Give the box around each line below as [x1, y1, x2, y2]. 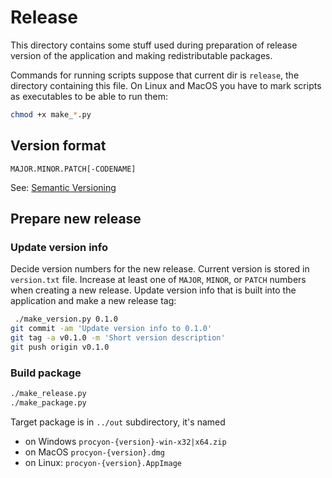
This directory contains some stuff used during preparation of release [10, 39, 298, 51]
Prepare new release [10, 211, 142, 228]
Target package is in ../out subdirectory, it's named [10, 416, 226, 428]
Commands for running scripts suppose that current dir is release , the [10, 69, 300, 81]
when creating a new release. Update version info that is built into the [10, 284, 297, 296]
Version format [10, 137, 107, 155]
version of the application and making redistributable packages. [10, 49, 273, 61]
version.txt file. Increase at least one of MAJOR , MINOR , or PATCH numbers [10, 274, 307, 286]
